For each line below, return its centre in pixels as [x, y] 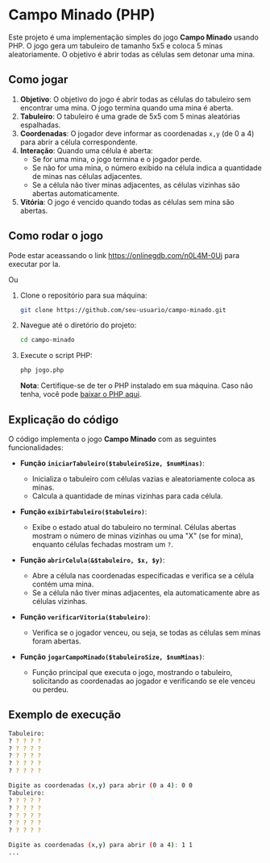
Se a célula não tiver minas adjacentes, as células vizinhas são [136, 185]
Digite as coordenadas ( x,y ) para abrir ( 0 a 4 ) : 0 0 [101, 786]
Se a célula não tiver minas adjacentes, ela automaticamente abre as [146, 593]
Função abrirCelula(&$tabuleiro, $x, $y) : [92, 560]
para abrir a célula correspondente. [79, 142]
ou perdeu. [50, 690]
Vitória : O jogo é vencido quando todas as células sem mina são [127, 202]
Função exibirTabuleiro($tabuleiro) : [83, 511]
